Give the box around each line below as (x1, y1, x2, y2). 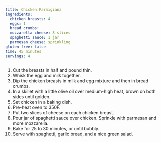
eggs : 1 (10, 21, 26, 26)
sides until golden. (12, 94, 51, 100)
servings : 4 (5, 53, 30, 59)
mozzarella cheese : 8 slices (10, 30, 71, 35)
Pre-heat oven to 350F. (12, 104, 61, 110)
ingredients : (5, 12, 33, 17)
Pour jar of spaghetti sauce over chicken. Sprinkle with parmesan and (12, 115, 157, 121)
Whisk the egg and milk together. (12, 73, 81, 79)
